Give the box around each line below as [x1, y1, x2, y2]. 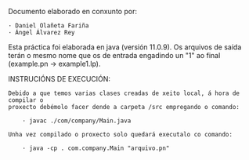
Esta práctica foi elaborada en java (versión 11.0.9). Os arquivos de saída [8, 42, 242, 52]
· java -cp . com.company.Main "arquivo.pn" [22, 144, 170, 152]
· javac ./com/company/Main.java [22, 117, 132, 125]
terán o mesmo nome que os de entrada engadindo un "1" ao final [8, 51, 221, 60]
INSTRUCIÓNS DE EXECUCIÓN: [8, 75, 111, 83]
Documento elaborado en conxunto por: [8, 7, 137, 16]
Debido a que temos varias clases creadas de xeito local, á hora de [8, 89, 240, 97]
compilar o [8, 96, 44, 104]
